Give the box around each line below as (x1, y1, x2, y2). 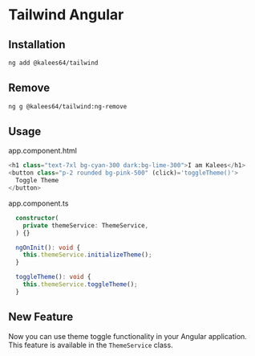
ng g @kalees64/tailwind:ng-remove (8, 102, 127, 110)
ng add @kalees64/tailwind (8, 59, 99, 67)
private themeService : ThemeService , (22, 221, 149, 230)
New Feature (8, 310, 74, 324)
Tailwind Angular (8, 6, 124, 24)
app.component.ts (8, 198, 69, 208)
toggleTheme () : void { (15, 273, 91, 281)
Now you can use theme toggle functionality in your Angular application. (8, 331, 247, 341)
